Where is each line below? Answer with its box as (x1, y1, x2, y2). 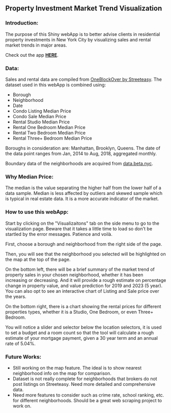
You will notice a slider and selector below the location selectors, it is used (5, 324, 162, 330)
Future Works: (5, 353, 42, 360)
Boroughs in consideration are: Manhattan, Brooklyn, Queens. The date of (5, 145, 161, 151)
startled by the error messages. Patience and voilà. (5, 231, 113, 237)
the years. (5, 293, 27, 299)
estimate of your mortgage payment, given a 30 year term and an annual (5, 335, 158, 341)
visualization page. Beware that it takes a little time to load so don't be (5, 225, 153, 232)
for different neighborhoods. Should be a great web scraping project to (12, 397, 162, 403)
